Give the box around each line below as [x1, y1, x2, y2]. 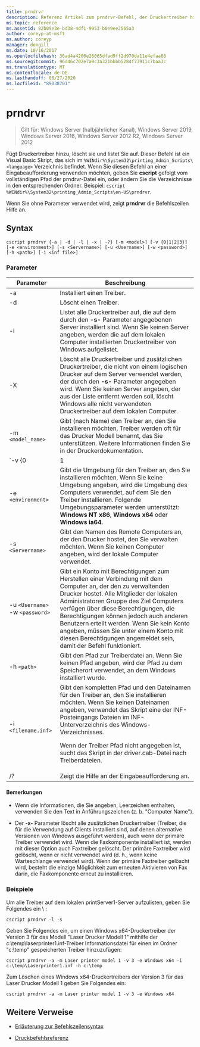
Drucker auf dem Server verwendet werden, [60, 370, 183, 378]
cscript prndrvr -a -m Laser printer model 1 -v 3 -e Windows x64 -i [6, 957, 183, 964]
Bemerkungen [6, 789, 43, 796]
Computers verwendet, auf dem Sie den [60, 488, 171, 497]
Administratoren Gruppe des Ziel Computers [60, 597, 183, 605]
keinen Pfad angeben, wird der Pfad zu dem [60, 659, 183, 667]
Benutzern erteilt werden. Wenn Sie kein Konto [60, 619, 190, 628]
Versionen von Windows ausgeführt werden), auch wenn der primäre [14, 832, 185, 840]
